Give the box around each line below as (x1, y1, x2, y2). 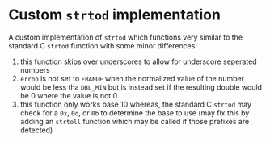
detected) (19, 125, 53, 135)
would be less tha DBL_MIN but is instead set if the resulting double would (19, 82, 263, 92)
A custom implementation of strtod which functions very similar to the (8, 32, 243, 42)
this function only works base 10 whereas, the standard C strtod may (19, 99, 252, 109)
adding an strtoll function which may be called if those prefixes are (19, 116, 250, 126)
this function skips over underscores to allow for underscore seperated (19, 56, 257, 66)
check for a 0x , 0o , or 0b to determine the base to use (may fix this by (19, 107, 250, 118)
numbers (19, 65, 51, 74)
